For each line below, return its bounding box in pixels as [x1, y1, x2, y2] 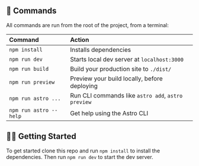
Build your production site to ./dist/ [70, 64, 172, 73]
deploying [70, 82, 98, 90]
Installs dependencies [70, 45, 131, 54]
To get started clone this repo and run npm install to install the [6, 147, 161, 154]
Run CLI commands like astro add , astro [70, 91, 183, 99]
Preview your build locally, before [70, 74, 163, 83]
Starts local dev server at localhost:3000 [70, 55, 184, 63]
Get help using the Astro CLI [70, 109, 149, 117]
